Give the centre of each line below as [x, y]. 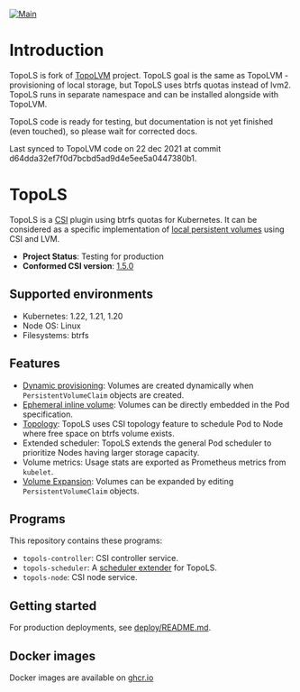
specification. [48, 414]
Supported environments [81, 295]
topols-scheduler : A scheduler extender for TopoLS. [120, 567]
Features [35, 364]
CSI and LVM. [35, 238]
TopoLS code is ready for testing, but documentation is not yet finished [141, 121]
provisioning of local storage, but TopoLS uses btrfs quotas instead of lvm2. [150, 85]
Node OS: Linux [51, 326]
